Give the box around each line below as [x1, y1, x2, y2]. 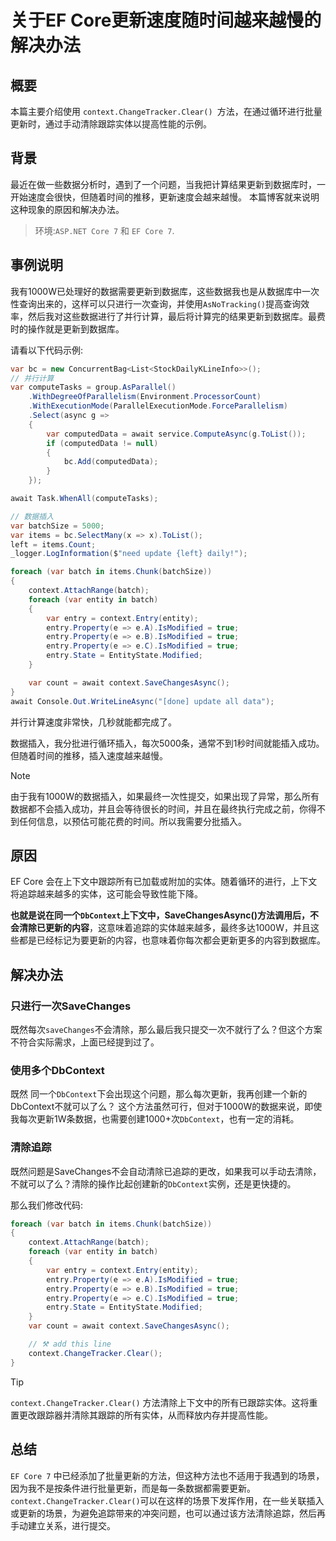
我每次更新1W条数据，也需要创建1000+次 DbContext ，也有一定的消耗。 [10, 1113, 300, 1125]
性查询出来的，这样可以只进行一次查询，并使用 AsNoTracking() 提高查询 [10, 297, 302, 310]
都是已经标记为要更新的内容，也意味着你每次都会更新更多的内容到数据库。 [18, 934, 326, 946]
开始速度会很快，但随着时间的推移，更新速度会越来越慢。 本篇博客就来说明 [10, 191, 320, 203]
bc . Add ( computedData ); [63, 457, 159, 467]
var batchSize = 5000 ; [10, 521, 105, 531]
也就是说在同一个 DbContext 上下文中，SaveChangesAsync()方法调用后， [10, 909, 310, 921]
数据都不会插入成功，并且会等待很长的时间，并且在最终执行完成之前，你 [10, 802, 308, 815]
